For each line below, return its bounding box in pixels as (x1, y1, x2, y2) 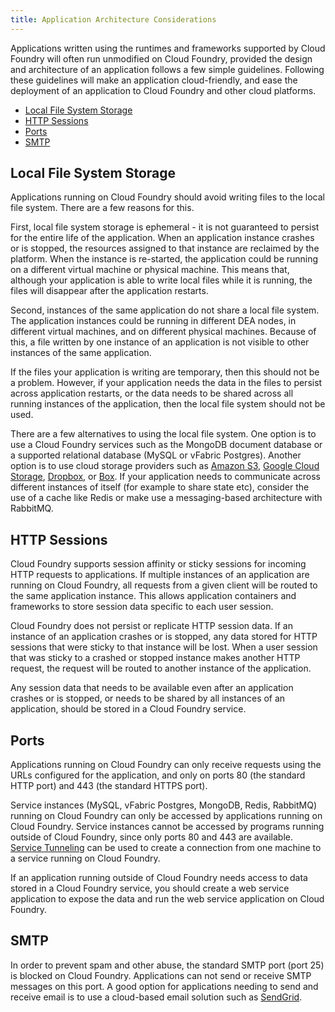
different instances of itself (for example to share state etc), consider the (10, 481, 310, 493)
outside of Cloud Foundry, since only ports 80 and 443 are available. (10, 831, 293, 843)
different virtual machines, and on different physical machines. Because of (10, 326, 317, 338)
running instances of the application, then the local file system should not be (10, 398, 326, 410)
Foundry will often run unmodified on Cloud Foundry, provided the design (10, 52, 313, 65)
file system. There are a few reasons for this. (10, 202, 195, 214)
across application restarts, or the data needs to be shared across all (10, 387, 294, 400)
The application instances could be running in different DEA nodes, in (10, 315, 297, 327)
